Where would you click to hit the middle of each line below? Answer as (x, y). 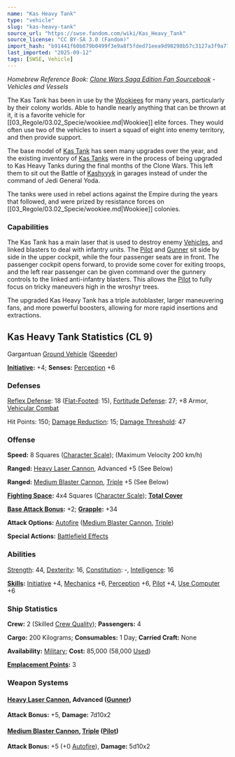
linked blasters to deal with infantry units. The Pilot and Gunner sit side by (113, 250)
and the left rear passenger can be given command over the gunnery (107, 272)
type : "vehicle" (31, 20)
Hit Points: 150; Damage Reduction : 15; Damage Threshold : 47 (97, 422)
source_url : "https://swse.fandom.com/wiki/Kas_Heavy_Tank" (97, 33)
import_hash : (26, 46)
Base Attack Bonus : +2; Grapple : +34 (62, 509)
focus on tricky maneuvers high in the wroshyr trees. (83, 287)
